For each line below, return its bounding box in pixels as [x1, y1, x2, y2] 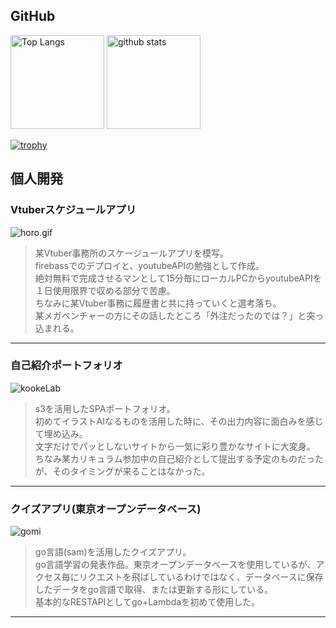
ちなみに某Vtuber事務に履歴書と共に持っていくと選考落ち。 [34, 297, 282, 309]
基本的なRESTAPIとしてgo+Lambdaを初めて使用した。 [34, 596, 261, 608]
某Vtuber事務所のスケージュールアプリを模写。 [34, 247, 230, 259]
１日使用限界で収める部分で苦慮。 [34, 284, 176, 296]
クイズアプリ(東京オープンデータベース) [10, 502, 202, 516]
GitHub [10, 8, 56, 25]
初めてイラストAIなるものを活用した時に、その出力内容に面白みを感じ [34, 415, 324, 427]
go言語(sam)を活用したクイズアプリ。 [34, 546, 192, 558]
